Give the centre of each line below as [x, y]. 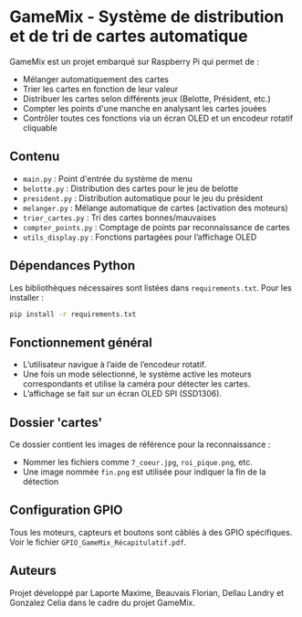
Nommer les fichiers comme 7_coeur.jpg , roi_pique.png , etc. [137, 463]
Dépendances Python [72, 266]
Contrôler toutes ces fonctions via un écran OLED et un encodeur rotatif [158, 118]
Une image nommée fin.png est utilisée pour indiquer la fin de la [144, 472]
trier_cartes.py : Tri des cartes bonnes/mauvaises [120, 218]
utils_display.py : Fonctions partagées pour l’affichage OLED [140, 237]
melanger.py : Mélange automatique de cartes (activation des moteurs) [156, 207]
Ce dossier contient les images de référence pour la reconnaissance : [140, 444]
